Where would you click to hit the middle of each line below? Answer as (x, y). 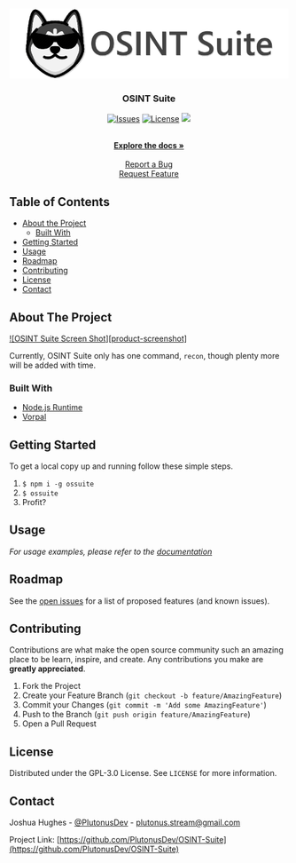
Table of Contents (60, 202)
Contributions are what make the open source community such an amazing (146, 650)
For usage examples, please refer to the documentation (111, 551)
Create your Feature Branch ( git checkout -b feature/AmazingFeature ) (152, 695)
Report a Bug (149, 164)
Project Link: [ (35, 840)
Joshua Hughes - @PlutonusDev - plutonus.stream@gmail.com (125, 823)
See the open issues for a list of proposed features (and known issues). (140, 601)
